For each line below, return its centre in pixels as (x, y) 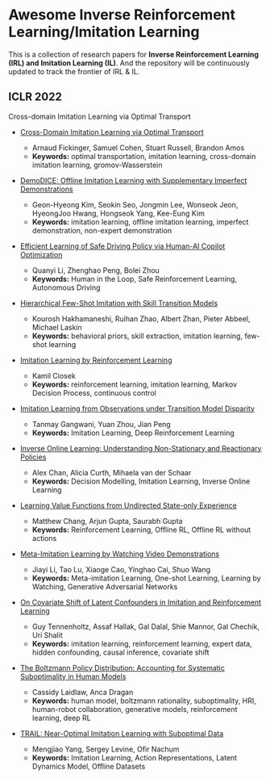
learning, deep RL (61, 718)
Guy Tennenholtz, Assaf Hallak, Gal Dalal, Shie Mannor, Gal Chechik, (146, 626)
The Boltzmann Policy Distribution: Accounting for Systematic (123, 668)
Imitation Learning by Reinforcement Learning (96, 360)
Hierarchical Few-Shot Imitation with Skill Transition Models (119, 303)
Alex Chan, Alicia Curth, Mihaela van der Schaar (112, 472)
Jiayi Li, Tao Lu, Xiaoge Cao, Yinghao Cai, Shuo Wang (121, 569)
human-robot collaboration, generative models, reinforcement (135, 709)
